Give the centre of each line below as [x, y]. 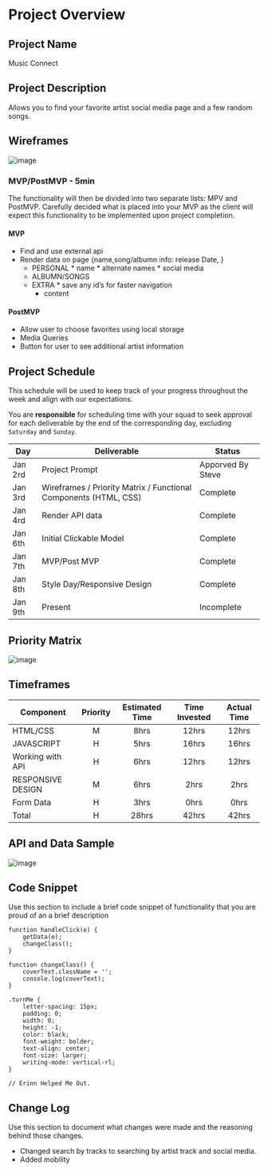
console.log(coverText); [64, 979]
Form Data [32, 802]
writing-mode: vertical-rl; [69, 1063]
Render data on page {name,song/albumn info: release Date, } [122, 260]
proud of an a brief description [59, 915]
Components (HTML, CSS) [92, 498]
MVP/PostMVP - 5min [52, 181]
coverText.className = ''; [67, 972]
